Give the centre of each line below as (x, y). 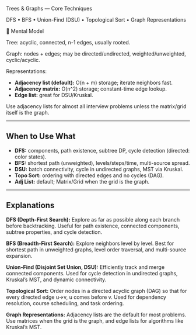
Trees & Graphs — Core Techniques (49, 8)
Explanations (30, 206)
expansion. (19, 255)
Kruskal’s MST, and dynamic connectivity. (56, 279)
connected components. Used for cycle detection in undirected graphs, (92, 273)
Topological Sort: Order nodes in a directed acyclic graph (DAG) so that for (97, 291)
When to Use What (41, 137)
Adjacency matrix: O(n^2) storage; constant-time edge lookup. (91, 89)
